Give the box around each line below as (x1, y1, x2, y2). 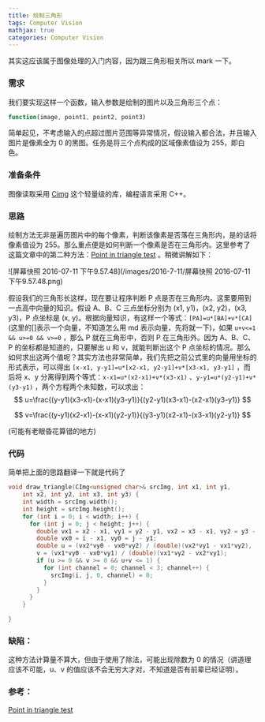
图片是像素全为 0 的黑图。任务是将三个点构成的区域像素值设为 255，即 (8, 138, 238, 148)
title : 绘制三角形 (8, 11, 63, 20)
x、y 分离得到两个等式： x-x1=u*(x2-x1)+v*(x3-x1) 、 (23, 372, 197, 382)
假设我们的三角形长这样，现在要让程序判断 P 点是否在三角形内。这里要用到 (8, 294, 252, 303)
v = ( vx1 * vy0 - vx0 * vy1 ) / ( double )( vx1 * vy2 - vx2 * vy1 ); (36, 549, 228, 557)
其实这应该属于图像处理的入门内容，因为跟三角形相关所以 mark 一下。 (8, 56, 237, 65)
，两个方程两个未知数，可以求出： (35, 382, 146, 391)
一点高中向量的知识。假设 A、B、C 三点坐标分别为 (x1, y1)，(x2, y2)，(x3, (8, 303, 247, 312)
